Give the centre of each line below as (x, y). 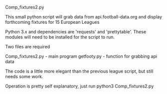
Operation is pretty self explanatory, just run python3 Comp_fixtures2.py (80, 86)
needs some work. (24, 76)
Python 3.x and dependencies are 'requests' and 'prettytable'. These (76, 32)
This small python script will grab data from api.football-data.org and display (84, 17)
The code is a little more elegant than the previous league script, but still (79, 71)
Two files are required (28, 47)
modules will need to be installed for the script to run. (60, 37)
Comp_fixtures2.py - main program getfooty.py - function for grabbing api (81, 56)
